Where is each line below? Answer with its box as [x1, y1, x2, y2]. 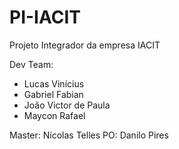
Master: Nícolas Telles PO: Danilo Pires [9, 129, 169, 141]
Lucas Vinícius [23, 77, 85, 90]
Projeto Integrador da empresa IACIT [9, 39, 161, 51]
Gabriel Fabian [23, 88, 84, 100]
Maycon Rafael [23, 109, 86, 121]
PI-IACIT [9, 6, 81, 29]
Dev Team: [9, 58, 54, 70]
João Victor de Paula [23, 99, 111, 111]
